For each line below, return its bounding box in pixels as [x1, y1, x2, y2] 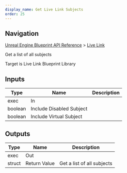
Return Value [25, 160, 55, 167]
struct [7, 160, 21, 167]
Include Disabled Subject [31, 105, 88, 112]
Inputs [5, 75, 25, 83]
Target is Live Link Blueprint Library [5, 61, 76, 67]
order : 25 [5, 12, 25, 16]
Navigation [5, 29, 39, 38]
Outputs [5, 130, 31, 138]
